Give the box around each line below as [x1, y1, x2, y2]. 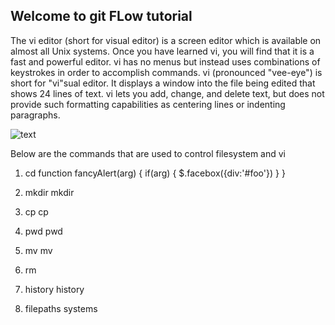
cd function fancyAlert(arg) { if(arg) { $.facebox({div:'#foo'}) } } [24, 167, 286, 179]
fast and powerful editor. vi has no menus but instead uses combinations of [10, 55, 321, 68]
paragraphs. [10, 109, 61, 121]
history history [24, 283, 85, 295]
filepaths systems [24, 302, 98, 314]
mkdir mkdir [24, 186, 75, 198]
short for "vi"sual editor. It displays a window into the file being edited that [10, 77, 316, 89]
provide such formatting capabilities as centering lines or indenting [10, 98, 286, 110]
